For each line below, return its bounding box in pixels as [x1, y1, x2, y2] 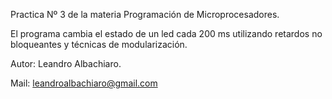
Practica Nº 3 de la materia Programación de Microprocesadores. [10, 9, 280, 20]
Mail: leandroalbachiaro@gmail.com [10, 77, 158, 89]
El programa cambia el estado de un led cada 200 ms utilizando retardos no [10, 28, 323, 39]
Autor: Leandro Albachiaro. [10, 58, 122, 69]
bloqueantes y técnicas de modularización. [10, 39, 188, 50]
